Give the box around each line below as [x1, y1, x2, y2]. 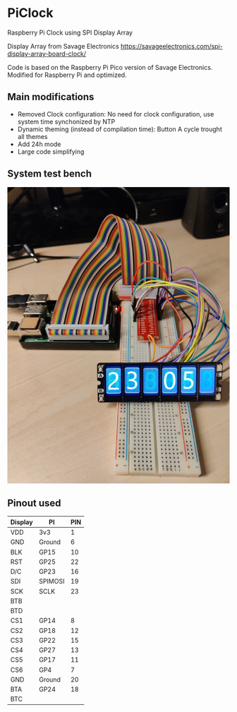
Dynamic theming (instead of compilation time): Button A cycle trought [17, 125, 222, 133]
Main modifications [7, 91, 95, 103]
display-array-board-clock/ [7, 49, 87, 58]
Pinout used [7, 497, 61, 509]
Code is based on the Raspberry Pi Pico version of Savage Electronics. [7, 63, 213, 71]
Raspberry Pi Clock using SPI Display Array [7, 28, 133, 37]
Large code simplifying [17, 147, 85, 156]
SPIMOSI [38, 577, 65, 586]
